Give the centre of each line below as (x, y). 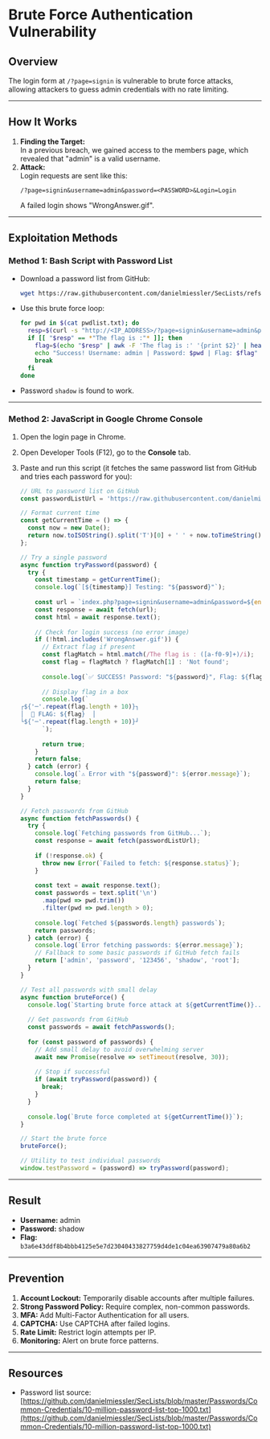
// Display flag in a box (85, 692)
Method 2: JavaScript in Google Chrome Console (106, 419)
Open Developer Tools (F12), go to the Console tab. (105, 452)
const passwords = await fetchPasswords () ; (101, 1027)
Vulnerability (53, 32)
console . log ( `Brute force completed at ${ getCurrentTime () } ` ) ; (135, 1117)
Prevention (36, 1279)
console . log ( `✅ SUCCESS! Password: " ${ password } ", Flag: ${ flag (152, 677)
